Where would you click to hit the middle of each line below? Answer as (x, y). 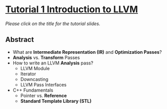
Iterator (28, 74)
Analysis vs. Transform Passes (46, 57)
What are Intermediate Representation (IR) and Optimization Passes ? (87, 52)
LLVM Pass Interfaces (43, 84)
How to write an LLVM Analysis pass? (53, 63)
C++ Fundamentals (33, 90)
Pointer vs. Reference (44, 95)
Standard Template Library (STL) (56, 101)
